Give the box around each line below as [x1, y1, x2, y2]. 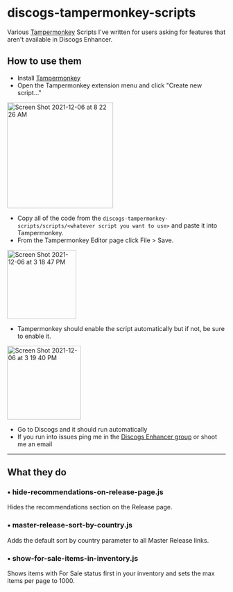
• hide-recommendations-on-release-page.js [7, 487, 164, 497]
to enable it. [17, 332, 51, 340]
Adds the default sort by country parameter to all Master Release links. [7, 536, 209, 544]
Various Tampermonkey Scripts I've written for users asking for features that [7, 28, 226, 36]
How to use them [7, 56, 82, 67]
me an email [17, 439, 53, 448]
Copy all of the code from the [17, 214, 102, 222]
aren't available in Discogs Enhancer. [7, 35, 113, 43]
